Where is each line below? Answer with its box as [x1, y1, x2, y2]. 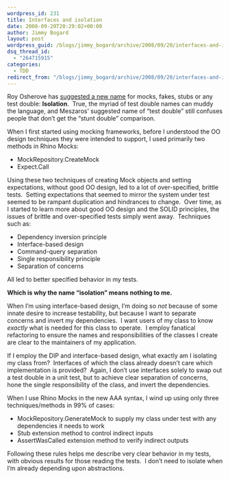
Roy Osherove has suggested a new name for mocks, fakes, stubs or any [7, 93, 214, 101]
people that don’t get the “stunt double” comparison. [7, 114, 156, 123]
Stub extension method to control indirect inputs [16, 429, 153, 437]
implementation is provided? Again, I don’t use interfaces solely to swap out [7, 366, 222, 374]
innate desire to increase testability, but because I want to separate [7, 309, 196, 317]
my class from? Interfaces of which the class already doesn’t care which [7, 359, 214, 367]
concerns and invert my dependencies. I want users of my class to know [7, 317, 214, 325]
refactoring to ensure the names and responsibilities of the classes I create [7, 331, 218, 339]
